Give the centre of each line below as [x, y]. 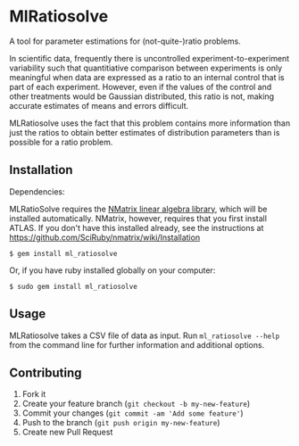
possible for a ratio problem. [61, 142]
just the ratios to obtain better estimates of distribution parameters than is [145, 132]
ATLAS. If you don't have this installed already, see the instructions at [137, 227]
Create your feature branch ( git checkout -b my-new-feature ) [136, 404]
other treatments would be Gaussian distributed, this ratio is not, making [142, 96]
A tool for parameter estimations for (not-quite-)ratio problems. [125, 41]
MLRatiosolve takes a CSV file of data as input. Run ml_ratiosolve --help [145, 335]
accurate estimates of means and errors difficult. [99, 105]
